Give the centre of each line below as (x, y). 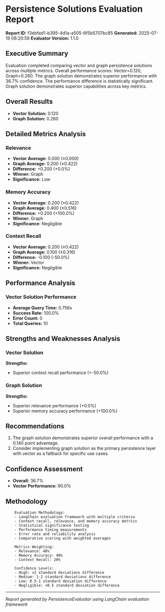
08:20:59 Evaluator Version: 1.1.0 (45, 38)
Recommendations (35, 426)
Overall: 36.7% (28, 481)
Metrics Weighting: (34, 547)
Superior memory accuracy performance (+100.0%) (65, 411)
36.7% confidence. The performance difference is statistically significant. (80, 81)
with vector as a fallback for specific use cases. (61, 453)
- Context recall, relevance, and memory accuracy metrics (76, 521)
